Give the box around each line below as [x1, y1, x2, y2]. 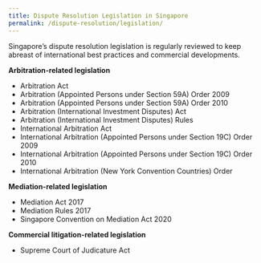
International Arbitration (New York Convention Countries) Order [19, 166, 233, 176]
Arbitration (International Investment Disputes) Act [19, 106, 187, 116]
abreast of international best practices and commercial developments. [8, 50, 241, 59]
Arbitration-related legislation [8, 65, 111, 75]
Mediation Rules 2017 [19, 205, 92, 215]
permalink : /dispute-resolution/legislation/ [8, 19, 163, 27]
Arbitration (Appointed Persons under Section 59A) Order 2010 [19, 98, 229, 107]
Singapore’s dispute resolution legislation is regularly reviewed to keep [8, 41, 242, 51]
